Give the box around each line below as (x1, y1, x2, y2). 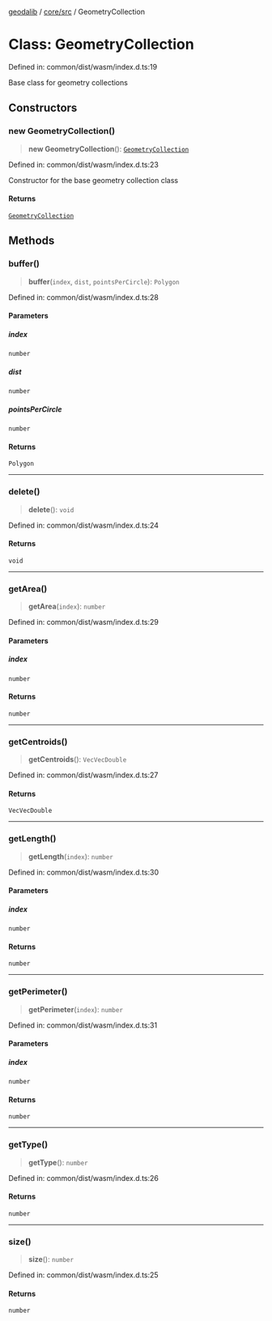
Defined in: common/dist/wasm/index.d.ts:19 (8, 62, 158, 71)
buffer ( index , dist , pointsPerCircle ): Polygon (28, 276, 180, 286)
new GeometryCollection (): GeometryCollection (28, 143, 189, 153)
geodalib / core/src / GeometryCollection (8, 7, 146, 16)
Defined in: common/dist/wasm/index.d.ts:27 (8, 770, 159, 780)
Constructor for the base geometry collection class (8, 175, 179, 185)
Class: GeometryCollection (8, 36, 194, 53)
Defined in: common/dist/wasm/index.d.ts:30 (8, 867, 159, 877)
